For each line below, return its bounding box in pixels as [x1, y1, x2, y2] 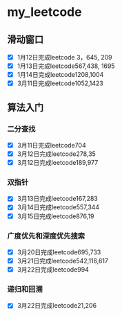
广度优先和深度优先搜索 [7, 231, 85, 240]
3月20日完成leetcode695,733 [17, 247, 101, 256]
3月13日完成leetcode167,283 [17, 195, 99, 203]
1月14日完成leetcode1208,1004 [17, 71, 104, 79]
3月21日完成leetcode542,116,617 [17, 256, 109, 265]
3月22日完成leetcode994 [17, 265, 90, 274]
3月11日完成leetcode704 [17, 141, 86, 149]
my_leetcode [7, 4, 82, 20]
